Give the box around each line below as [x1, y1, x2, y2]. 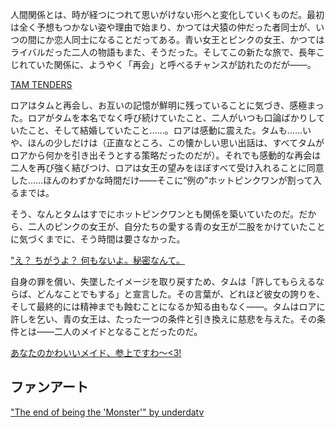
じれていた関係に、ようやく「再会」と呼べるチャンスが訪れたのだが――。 [10, 59, 317, 70]
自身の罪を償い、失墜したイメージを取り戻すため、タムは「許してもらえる [10, 276, 317, 287]
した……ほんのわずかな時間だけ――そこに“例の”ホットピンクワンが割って [10, 174, 313, 186]
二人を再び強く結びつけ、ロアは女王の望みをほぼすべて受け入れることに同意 [10, 162, 325, 173]
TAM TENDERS [10, 79, 73, 90]
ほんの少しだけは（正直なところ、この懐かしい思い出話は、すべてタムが [27, 137, 325, 148]
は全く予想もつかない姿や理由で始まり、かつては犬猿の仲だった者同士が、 [10, 21, 317, 33]
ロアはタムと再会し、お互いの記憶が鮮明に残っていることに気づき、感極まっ [10, 99, 325, 111]
